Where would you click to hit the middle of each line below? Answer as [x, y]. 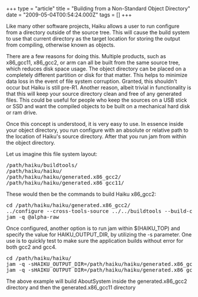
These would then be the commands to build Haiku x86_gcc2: [81, 194]
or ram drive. [22, 112]
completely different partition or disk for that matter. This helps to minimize [97, 75]
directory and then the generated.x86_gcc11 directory [71, 287]
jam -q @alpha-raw [33, 217]
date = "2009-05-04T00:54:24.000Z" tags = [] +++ [69, 15]
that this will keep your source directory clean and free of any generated [94, 94]
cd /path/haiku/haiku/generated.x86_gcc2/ [68, 205]
